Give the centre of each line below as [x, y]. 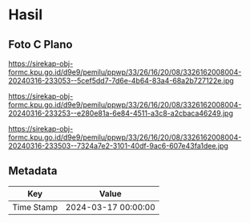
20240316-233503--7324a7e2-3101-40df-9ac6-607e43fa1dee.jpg [118, 146]
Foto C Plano [40, 45]
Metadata [33, 171]
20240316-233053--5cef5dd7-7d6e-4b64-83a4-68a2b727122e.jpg [121, 81]
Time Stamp [35, 207]
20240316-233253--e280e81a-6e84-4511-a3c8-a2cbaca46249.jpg [121, 113]
